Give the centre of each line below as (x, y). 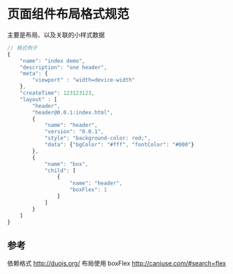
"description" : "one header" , (64, 67)
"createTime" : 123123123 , (57, 93)
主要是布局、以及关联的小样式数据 (56, 35)
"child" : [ (60, 171)
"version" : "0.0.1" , (74, 132)
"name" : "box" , (66, 164)
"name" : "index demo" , (53, 61)
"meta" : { (34, 74)
